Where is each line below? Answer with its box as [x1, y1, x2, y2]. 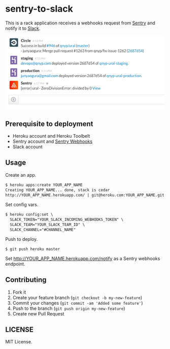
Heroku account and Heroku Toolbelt [12, 133, 90, 139]
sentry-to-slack [5, 3, 74, 15]
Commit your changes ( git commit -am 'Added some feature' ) [12, 300, 143, 306]
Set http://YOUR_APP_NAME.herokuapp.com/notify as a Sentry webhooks [5, 255, 160, 262]
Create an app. [5, 172, 37, 178]
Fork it [12, 289, 26, 295]
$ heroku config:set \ [5, 212, 53, 217]
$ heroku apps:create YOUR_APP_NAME [5, 182, 83, 187]
